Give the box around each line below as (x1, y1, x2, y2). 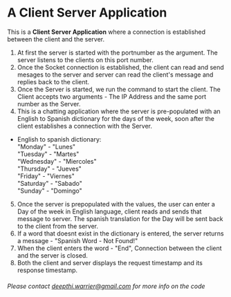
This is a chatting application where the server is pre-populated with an (17, 107, 221, 115)
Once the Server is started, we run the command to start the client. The (17, 85, 221, 93)
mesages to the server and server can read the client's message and (17, 70, 214, 79)
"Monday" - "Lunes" (17, 142, 76, 151)
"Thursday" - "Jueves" (17, 164, 82, 173)
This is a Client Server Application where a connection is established (7, 28, 206, 36)
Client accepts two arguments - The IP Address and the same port (17, 92, 207, 101)
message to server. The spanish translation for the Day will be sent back (17, 214, 223, 222)
